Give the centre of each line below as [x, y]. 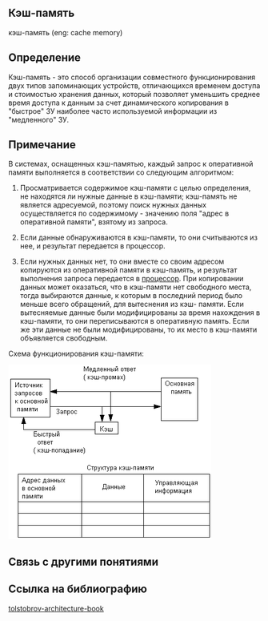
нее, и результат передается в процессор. [92, 246]
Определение [45, 58]
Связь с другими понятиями [83, 561]
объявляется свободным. [64, 338]
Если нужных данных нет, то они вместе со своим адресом [122, 262]
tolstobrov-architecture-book [56, 608]
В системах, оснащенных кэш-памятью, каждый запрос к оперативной [131, 164]
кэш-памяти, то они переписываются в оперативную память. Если [134, 321]
